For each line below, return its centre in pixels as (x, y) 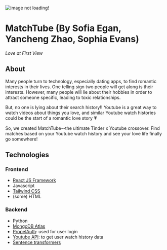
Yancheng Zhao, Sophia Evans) (72, 39)
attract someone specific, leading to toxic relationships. (63, 97)
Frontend (17, 169)
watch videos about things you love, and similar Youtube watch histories (80, 113)
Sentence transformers (37, 242)
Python (20, 221)
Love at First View (24, 53)
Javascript (24, 186)
